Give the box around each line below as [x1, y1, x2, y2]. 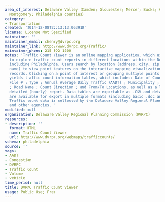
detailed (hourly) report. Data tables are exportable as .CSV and [9, 89, 151, 94]
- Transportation [5, 21, 41, 26]
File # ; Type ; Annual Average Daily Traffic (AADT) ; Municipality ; [9, 80, 160, 85]
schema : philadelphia [5, 139, 50, 145]
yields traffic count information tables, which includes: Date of [9, 76, 151, 80]
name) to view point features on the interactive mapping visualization [9, 67, 162, 72]
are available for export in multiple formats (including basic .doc [9, 94, 155, 99]
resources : [5, 116, 27, 122]
